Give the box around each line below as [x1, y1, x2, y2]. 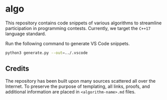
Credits [5, 64, 30, 73]
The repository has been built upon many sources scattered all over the [5, 78, 156, 84]
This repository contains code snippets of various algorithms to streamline [5, 20, 162, 26]
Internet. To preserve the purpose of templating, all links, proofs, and [5, 83, 150, 89]
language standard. [5, 30, 46, 37]
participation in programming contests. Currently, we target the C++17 [5, 25, 151, 31]
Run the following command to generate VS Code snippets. [5, 40, 130, 46]
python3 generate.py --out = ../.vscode [5, 50, 88, 55]
